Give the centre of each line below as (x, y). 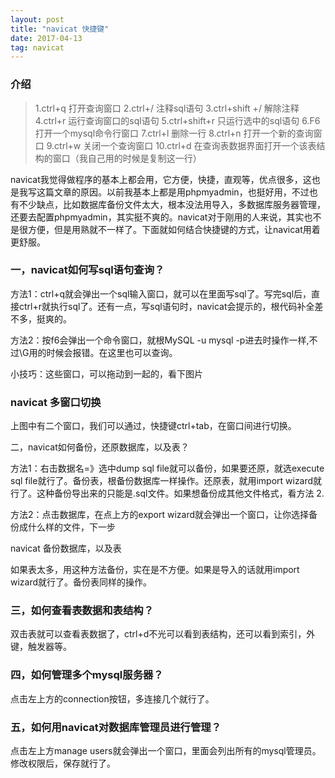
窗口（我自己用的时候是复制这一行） (127, 158)
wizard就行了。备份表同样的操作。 (81, 582)
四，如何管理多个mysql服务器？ (87, 675)
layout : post (37, 19)
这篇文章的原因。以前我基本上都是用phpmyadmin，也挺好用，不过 (173, 192)
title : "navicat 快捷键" (60, 29)
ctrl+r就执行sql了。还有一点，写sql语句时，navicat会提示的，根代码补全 (166, 306)
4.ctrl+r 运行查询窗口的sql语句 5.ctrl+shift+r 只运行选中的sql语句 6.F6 (177, 120)
